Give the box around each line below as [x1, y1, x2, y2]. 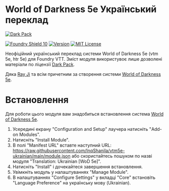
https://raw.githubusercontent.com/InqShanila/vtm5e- [12, 148, 125, 154]
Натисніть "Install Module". [12, 136, 70, 142]
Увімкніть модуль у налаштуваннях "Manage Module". [12, 169, 129, 175]
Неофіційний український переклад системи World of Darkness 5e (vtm [5, 51, 158, 57]
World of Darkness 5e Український [5, 4, 157, 15]
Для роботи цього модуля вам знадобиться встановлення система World [5, 111, 164, 117]
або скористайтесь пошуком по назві [71, 153, 152, 159]
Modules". [19, 131, 40, 137]
